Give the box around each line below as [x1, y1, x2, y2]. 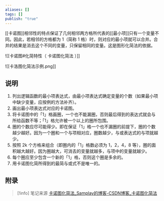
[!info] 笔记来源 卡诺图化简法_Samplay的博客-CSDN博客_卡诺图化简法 [17, 190, 158, 196]
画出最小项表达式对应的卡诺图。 [12, 105, 77, 111]
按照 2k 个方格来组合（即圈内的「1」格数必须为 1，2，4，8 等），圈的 [12, 142, 152, 148]
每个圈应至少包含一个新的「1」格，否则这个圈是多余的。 [12, 154, 126, 160]
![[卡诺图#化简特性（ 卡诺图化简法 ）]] [5, 53, 80, 59]
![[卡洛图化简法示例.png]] [5, 63, 56, 69]
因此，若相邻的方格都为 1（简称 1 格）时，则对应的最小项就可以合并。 [13, 36, 154, 42]
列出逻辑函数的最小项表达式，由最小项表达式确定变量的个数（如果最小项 [12, 93, 158, 99]
